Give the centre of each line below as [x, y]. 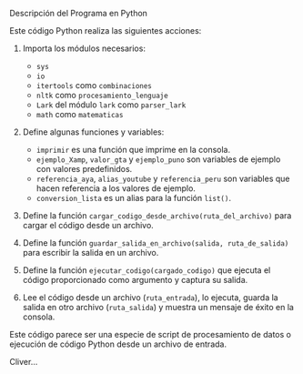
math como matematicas [80, 114]
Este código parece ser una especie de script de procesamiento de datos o [150, 334]
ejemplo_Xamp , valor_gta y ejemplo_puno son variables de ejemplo [158, 159]
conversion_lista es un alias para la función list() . [134, 198]
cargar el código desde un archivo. [88, 225]
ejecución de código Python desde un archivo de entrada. [118, 344]
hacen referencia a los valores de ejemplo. [116, 188]
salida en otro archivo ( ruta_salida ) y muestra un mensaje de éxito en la [158, 307]
